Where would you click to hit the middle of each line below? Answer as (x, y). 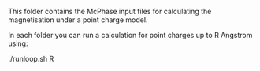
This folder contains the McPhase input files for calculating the (110, 11)
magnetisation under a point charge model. (78, 20)
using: (18, 43)
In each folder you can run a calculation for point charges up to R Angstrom (130, 35)
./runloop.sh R (31, 59)
